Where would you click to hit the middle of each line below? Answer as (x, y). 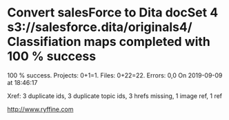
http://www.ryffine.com (40, 109)
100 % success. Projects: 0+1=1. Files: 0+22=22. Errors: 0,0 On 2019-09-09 (115, 75)
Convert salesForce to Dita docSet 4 (113, 13)
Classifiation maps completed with (109, 42)
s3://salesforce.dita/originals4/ (100, 27)
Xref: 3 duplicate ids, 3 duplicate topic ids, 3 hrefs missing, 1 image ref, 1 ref (115, 96)
